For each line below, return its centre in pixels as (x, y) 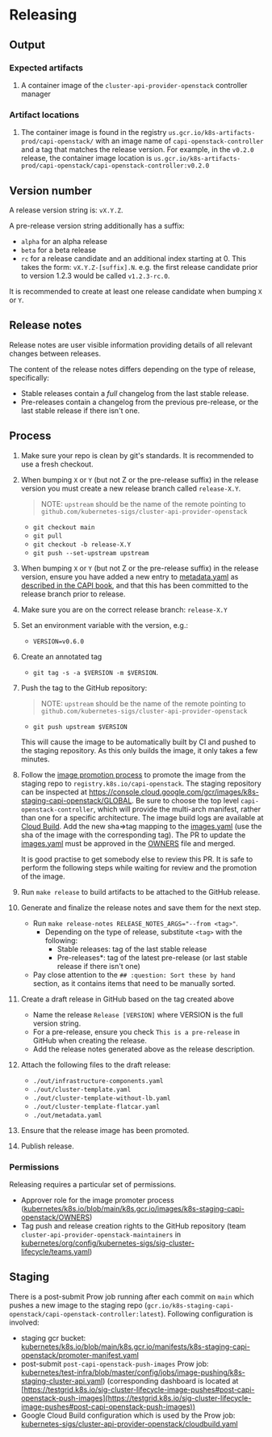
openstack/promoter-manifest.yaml (80, 1355)
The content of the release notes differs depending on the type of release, (133, 369)
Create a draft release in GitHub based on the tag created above (128, 999)
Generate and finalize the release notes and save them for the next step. (141, 908)
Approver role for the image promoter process (97, 1200)
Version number (50, 190)
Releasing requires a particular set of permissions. (93, 1184)
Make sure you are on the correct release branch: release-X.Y (124, 609)
